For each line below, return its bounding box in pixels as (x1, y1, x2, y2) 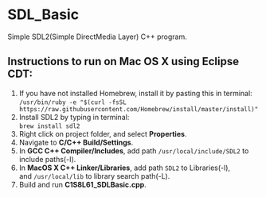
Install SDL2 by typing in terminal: (18, 112, 130, 122)
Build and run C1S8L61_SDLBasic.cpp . (18, 180, 147, 189)
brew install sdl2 (18, 122, 80, 130)
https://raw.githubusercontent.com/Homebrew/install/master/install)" (18, 105, 259, 113)
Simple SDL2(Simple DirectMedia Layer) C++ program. (7, 32, 188, 41)
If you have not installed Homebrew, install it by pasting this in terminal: (18, 88, 252, 98)
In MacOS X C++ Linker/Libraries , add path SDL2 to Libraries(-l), (18, 163, 231, 172)
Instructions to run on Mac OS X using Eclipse (7, 55, 240, 68)
